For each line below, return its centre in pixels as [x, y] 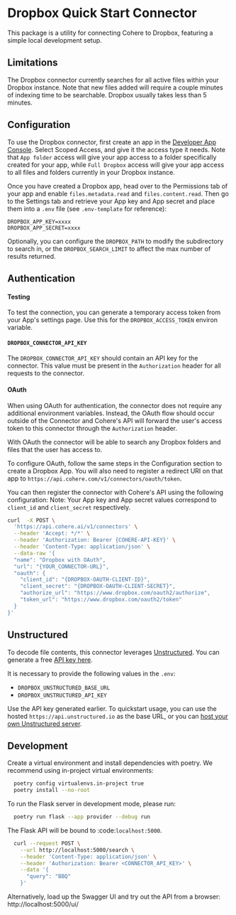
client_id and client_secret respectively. [69, 507]
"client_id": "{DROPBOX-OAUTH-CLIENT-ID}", [85, 580]
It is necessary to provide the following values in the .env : [91, 673]
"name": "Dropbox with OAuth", [60, 560]
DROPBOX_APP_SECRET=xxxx [44, 228]
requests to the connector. [46, 373]
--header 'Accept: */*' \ [52, 534]
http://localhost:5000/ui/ [43, 904]
